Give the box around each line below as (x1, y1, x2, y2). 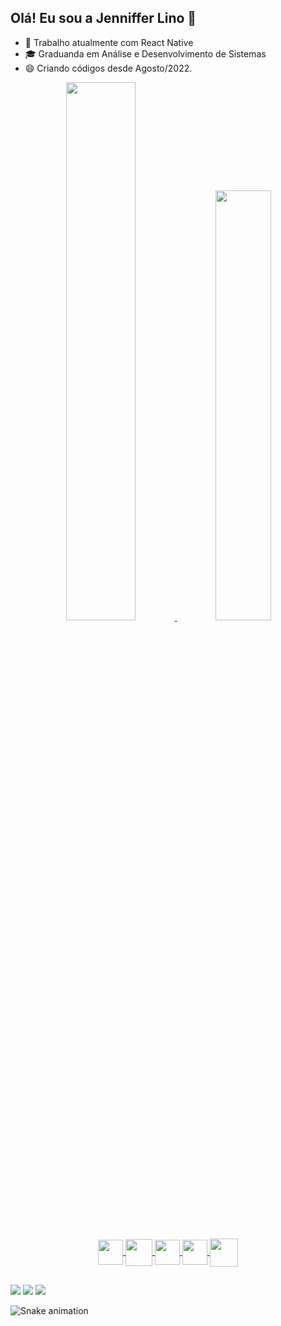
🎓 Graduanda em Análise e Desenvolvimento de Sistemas (24, 47, 267, 60)
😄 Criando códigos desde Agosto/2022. (24, 62, 193, 74)
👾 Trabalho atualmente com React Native (24, 36, 194, 48)
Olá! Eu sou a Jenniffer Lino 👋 (10, 10, 197, 27)
